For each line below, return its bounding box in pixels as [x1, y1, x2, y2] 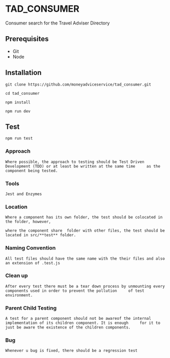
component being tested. [5, 168, 58, 173]
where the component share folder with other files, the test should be [5, 228, 165, 233]
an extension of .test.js [5, 260, 60, 265]
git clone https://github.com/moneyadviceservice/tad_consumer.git [5, 82, 152, 87]
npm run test [5, 136, 33, 141]
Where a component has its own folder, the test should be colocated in [5, 215, 163, 220]
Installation [5, 68, 42, 77]
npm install [5, 100, 31, 105]
